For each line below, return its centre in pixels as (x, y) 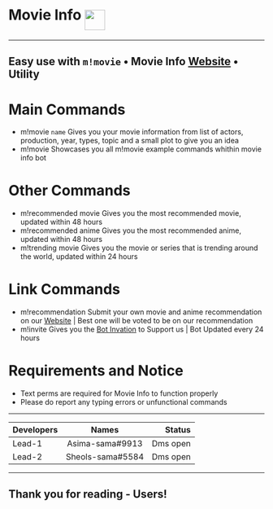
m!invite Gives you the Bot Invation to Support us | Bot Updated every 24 (142, 329)
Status (178, 430)
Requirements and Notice (96, 371)
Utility (24, 75)
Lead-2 (28, 457)
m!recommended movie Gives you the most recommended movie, (130, 213)
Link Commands (64, 290)
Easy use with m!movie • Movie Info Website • (123, 61)
